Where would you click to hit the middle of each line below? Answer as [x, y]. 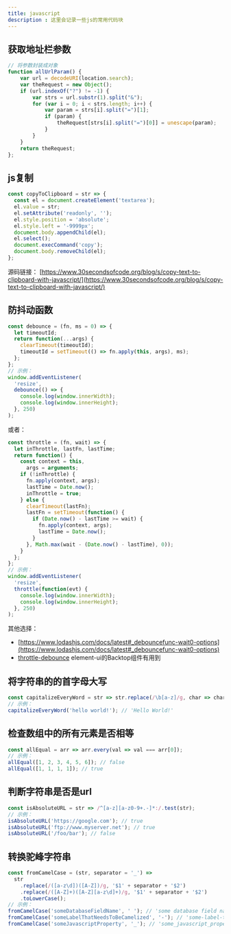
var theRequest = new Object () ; [66, 84]
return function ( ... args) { [54, 339]
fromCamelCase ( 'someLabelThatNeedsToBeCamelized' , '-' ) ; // [96, 918]
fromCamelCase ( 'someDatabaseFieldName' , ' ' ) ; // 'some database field [112, 911]
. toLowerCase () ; [44, 898]
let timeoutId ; [36, 333]
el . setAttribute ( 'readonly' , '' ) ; [63, 213]
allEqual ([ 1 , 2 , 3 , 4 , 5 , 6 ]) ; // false [66, 763]
